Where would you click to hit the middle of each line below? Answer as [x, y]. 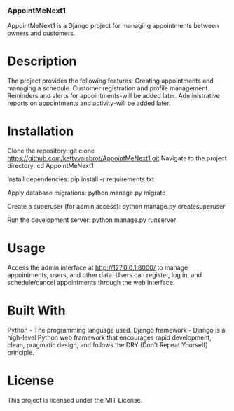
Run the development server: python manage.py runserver [92, 220]
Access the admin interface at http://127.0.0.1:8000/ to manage [98, 267]
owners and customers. [41, 33]
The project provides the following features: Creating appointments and [110, 81]
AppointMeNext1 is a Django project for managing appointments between [113, 26]
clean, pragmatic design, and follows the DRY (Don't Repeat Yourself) [108, 345]
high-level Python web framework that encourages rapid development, [109, 337]
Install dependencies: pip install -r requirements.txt [81, 179]
